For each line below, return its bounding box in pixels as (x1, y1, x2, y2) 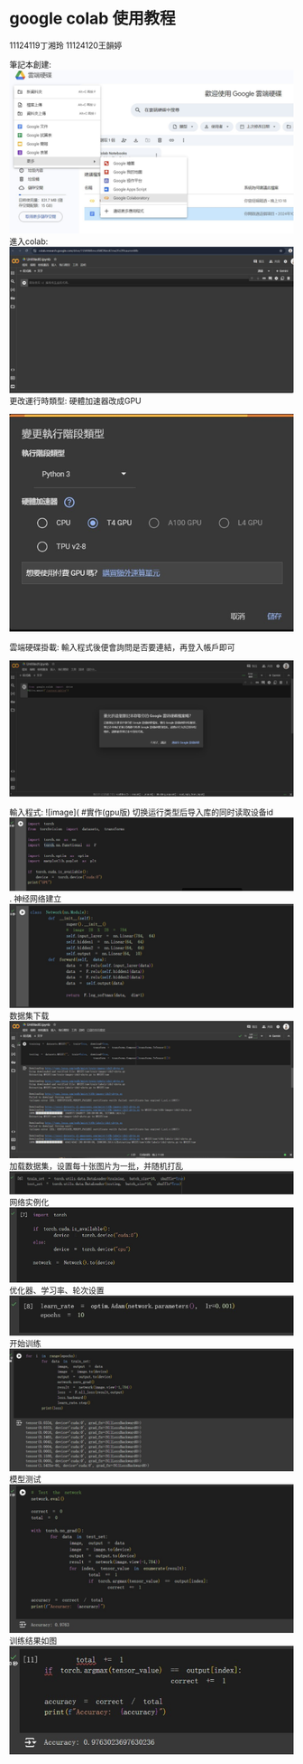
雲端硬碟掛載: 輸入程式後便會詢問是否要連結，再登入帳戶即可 (9, 641, 235, 652)
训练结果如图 (9, 1635, 57, 1646)
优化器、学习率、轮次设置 (9, 1285, 105, 1296)
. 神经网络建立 (9, 892, 61, 904)
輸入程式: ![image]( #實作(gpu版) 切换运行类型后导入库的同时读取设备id (9, 807, 273, 818)
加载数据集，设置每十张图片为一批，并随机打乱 (9, 1160, 183, 1171)
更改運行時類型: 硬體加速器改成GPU (9, 395, 142, 407)
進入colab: (9, 236, 49, 247)
